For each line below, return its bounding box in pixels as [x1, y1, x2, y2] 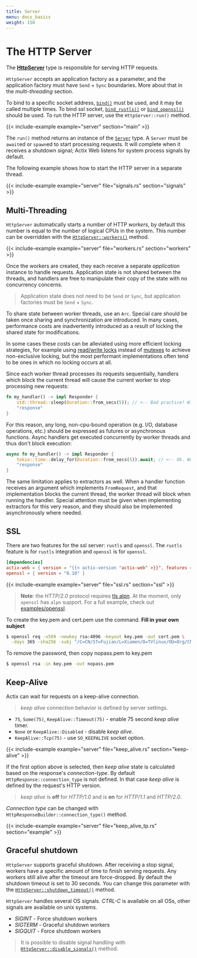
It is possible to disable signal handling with [20, 939, 126, 946]
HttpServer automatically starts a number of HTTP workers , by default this [6, 221, 186, 228]
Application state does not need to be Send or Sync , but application [20, 293, 181, 300]
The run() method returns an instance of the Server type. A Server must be [6, 134, 188, 141]
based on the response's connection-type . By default [6, 770, 135, 776]
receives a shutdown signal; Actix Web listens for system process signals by [6, 147, 191, 154]
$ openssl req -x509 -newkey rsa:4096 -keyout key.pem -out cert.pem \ [6, 634, 185, 639]
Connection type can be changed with [6, 805, 98, 811]
